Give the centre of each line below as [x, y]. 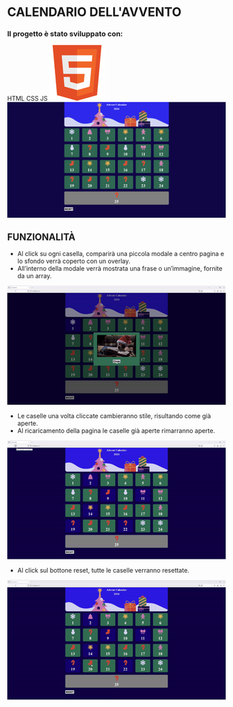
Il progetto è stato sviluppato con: [65, 34]
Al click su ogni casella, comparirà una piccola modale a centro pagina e [121, 254]
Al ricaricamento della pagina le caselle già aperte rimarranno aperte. [116, 430]
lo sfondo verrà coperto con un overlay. [74, 261]
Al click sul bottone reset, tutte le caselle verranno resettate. [103, 571]
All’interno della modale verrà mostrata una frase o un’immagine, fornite [120, 269]
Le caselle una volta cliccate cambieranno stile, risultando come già [114, 415]
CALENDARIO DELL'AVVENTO [94, 12]
